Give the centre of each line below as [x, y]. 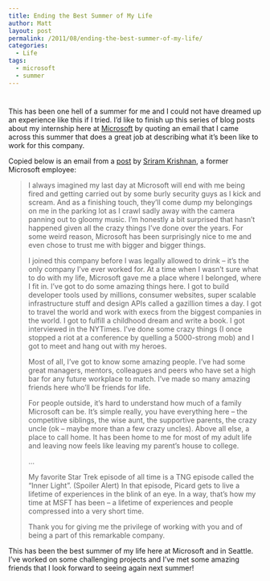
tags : [17, 61]
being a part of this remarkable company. [96, 535]
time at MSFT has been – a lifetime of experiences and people [131, 502]
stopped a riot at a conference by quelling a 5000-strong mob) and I [141, 337]
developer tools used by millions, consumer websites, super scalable [142, 295]
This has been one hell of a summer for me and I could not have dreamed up [135, 111]
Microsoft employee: [42, 169]
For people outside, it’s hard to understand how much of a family [135, 402]
